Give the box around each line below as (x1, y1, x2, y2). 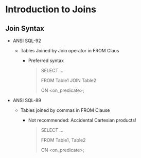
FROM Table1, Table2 (41, 137, 86, 143)
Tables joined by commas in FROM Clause (20, 107, 110, 113)
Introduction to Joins (5, 4, 97, 15)
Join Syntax (5, 24, 45, 33)
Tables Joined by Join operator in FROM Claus (20, 48, 119, 53)
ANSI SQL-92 (12, 37, 41, 44)
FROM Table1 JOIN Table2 (41, 77, 97, 83)
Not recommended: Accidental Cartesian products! (28, 117, 136, 123)
